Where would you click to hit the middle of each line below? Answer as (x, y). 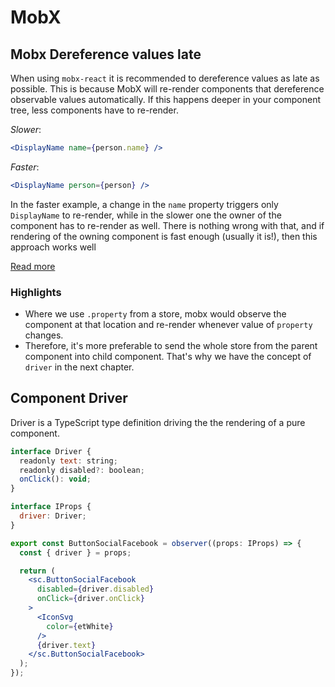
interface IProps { (51, 507)
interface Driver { (51, 451)
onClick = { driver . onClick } (90, 599)
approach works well (53, 247)
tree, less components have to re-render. (94, 110)
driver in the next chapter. (79, 367)
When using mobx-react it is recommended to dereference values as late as (165, 78)
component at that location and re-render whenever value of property (168, 325)
